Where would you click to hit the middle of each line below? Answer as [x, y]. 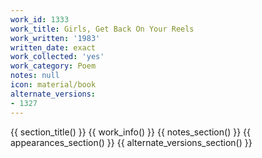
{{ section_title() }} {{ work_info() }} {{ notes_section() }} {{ [130, 132]
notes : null [35, 76]
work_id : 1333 [40, 19]
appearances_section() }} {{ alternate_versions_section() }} [131, 142]
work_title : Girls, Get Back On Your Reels [102, 29]
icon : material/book [53, 85]
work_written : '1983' [55, 38]
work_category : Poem [53, 66]
